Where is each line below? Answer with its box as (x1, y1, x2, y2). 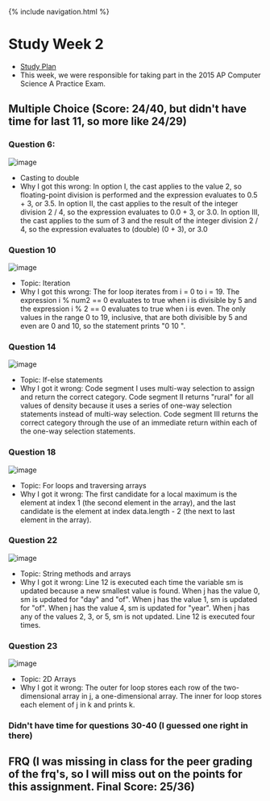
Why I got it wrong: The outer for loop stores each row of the (19, 683, 222, 692)
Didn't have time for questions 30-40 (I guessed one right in (8, 720, 248, 732)
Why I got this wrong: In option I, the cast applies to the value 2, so (19, 181, 242, 191)
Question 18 (8, 446, 56, 458)
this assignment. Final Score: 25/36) (8, 780, 195, 794)
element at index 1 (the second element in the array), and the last (19, 497, 236, 507)
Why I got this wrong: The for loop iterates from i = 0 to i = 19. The (19, 286, 240, 297)
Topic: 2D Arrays (19, 674, 77, 684)
